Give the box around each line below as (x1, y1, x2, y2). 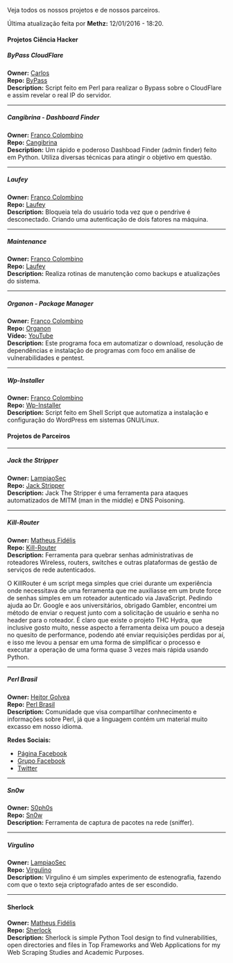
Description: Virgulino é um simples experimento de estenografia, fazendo (7, 873, 222, 882)
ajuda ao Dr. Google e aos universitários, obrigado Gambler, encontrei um (7, 601, 217, 609)
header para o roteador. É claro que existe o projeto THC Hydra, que (7, 616, 202, 624)
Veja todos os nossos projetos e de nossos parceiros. (7, 6, 160, 14)
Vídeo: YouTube (7, 331, 54, 340)
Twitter (17, 764, 38, 772)
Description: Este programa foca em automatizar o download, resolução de (7, 339, 224, 347)
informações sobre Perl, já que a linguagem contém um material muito (7, 715, 208, 723)
